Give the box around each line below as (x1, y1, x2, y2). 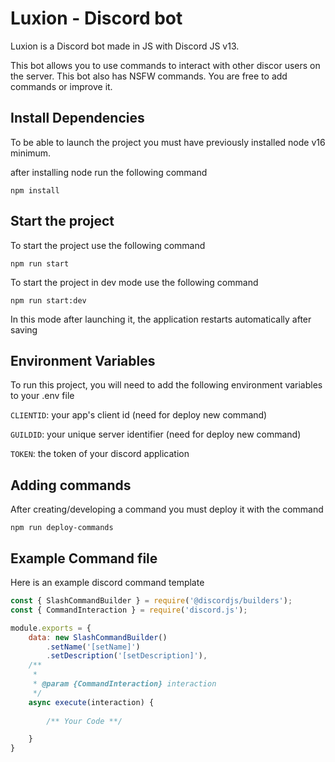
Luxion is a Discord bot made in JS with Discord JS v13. (10, 40, 240, 52)
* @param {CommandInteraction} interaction (32, 679, 217, 689)
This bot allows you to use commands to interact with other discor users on (10, 59, 321, 71)
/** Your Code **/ (46, 716, 123, 726)
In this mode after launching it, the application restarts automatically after (10, 313, 312, 325)
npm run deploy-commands (10, 523, 114, 533)
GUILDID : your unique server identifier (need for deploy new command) (10, 428, 302, 441)
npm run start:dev (10, 295, 87, 306)
